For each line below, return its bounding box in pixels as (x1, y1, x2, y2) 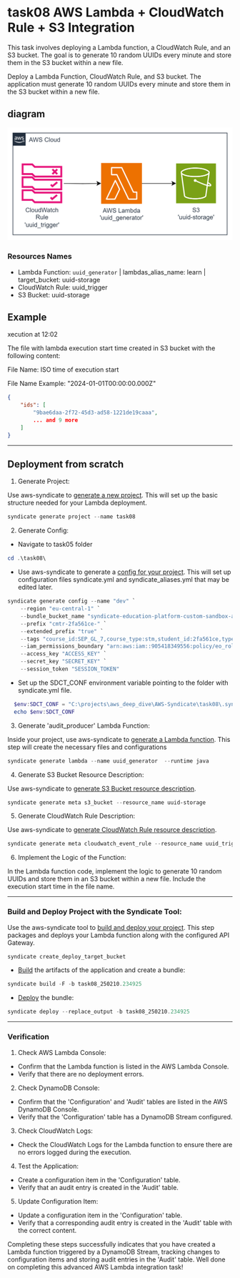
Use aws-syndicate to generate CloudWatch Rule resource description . (7, 826, 217, 834)
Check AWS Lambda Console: (17, 1048, 106, 1056)
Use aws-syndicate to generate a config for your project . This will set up (17, 568, 231, 576)
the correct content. (17, 1226, 77, 1234)
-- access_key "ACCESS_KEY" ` (20, 650, 107, 658)
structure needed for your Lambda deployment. (7, 498, 148, 507)
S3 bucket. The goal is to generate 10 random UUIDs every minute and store (7, 51, 232, 59)
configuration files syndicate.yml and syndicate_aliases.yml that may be (17, 575, 230, 584)
